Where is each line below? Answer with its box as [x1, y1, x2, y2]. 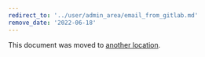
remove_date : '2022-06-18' [8, 19, 97, 27]
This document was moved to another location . [8, 40, 161, 49]
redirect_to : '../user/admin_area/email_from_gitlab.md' [8, 11, 199, 20]
